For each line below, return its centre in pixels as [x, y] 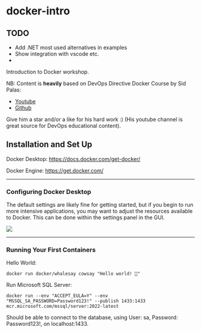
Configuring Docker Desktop [49, 192]
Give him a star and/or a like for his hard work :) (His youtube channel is [95, 119]
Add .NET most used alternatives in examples [71, 47]
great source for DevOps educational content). [64, 126]
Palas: [14, 90]
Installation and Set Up [49, 145]
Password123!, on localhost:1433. [47, 324]
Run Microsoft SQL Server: [39, 285]
